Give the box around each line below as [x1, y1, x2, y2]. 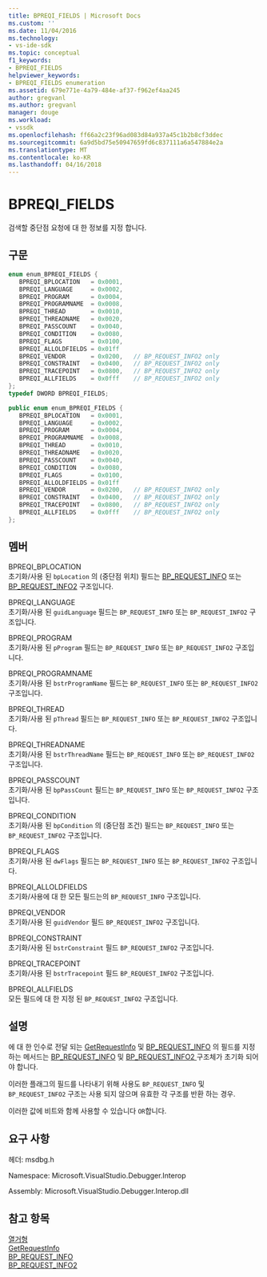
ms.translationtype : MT [8, 146, 88, 154]
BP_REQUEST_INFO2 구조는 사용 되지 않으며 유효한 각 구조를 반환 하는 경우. [8, 1089, 236, 1099]
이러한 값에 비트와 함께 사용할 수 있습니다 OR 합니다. [8, 1106, 167, 1116]
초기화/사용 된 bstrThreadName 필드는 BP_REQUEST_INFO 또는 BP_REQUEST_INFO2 [8, 749, 255, 758]
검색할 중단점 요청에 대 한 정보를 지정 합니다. [8, 223, 147, 232]
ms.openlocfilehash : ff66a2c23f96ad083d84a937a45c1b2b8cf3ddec [8, 131, 224, 139]
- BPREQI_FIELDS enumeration [8, 79, 106, 87]
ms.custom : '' [8, 19, 56, 27]
